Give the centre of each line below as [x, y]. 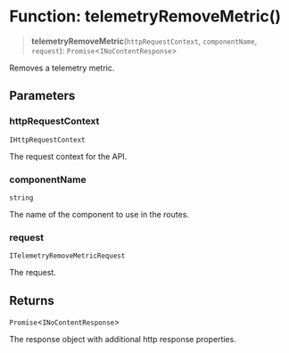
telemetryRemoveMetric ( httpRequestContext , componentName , [144, 41]
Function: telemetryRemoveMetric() [145, 16]
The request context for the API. [68, 156]
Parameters [42, 96]
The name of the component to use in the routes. [99, 214]
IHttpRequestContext [48, 140]
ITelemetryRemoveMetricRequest [67, 256]
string [21, 198]
